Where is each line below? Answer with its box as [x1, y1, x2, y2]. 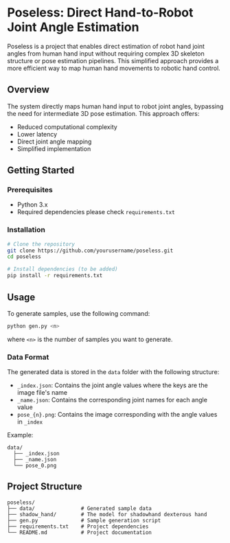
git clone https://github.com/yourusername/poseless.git [7, 247, 174, 254]
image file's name [16, 389, 68, 397]
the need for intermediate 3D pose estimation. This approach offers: [7, 109, 200, 117]
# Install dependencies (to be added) [7, 266, 118, 273]
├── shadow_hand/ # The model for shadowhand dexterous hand [7, 511, 207, 518]
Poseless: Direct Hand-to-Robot [7, 5, 194, 21]
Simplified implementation [16, 144, 91, 152]
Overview [7, 84, 50, 95]
